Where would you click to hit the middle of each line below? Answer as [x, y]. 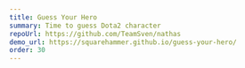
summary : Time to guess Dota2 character [86, 26]
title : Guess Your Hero [53, 17]
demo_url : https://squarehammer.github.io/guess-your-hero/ [123, 42]
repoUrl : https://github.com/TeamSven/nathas [95, 34]
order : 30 [28, 50]
